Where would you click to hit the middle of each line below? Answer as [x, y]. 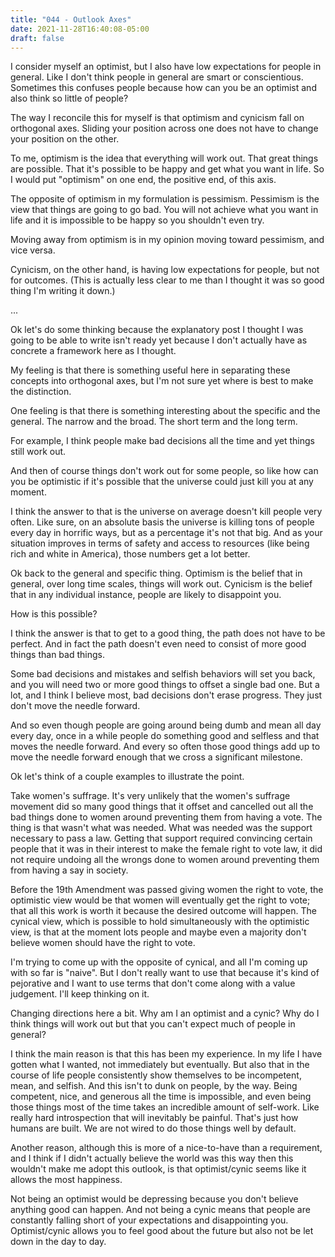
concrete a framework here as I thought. [93, 351]
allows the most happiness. [66, 1180]
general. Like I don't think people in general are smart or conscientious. [157, 77]
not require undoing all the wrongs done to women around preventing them [165, 860]
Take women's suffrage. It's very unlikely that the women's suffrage [150, 796]
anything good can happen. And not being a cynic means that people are [160, 1210]
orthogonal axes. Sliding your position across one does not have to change [164, 128]
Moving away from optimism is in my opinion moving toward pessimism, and [167, 240]
